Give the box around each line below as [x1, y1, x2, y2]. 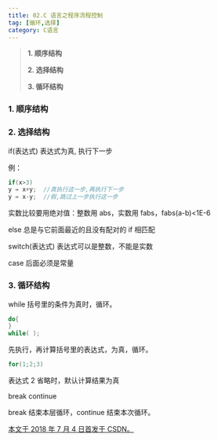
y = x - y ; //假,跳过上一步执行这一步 [8, 193, 118, 201]
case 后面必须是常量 [8, 259, 74, 268]
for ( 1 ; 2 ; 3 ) [8, 361, 44, 369]
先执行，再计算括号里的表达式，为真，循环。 [8, 345, 153, 355]
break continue [8, 391, 57, 401]
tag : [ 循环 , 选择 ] [8, 19, 60, 27]
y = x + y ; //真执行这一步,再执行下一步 [8, 186, 124, 193]
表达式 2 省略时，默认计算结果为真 [8, 376, 120, 385]
